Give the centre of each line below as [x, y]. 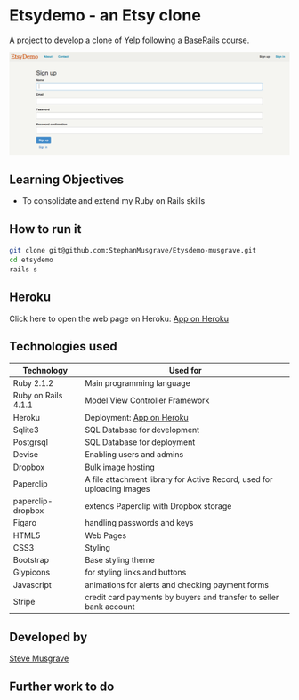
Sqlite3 [26, 430]
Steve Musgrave [39, 658]
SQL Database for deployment [140, 442]
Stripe [24, 602]
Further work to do [62, 686]
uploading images [117, 488]
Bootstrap [31, 560]
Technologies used [63, 346]
